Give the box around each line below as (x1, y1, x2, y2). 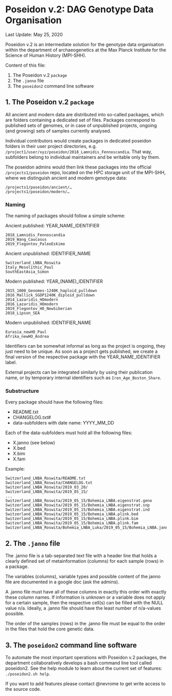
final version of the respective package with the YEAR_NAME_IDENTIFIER (5, 354, 160, 360)
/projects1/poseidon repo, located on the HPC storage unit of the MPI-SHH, (5, 169, 166, 175)
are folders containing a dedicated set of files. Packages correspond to (5, 117, 156, 123)
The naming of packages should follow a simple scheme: (5, 213, 125, 219)
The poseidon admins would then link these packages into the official (5, 164, 152, 170)
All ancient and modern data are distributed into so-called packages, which (5, 111, 164, 117)
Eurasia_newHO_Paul (5, 329, 47, 335)
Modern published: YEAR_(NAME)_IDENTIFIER (5, 278, 103, 285)
